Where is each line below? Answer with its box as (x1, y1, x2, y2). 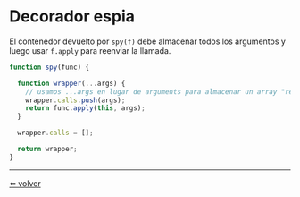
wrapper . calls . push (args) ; (25, 96, 126, 105)
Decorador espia (9, 6, 136, 27)
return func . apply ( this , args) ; (25, 104, 146, 113)
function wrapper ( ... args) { (17, 79, 126, 88)
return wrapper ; (17, 145, 78, 154)
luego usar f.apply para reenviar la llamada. (9, 45, 171, 56)
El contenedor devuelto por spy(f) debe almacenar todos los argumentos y (9, 36, 286, 47)
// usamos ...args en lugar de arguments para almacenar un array (25, 87, 278, 96)
